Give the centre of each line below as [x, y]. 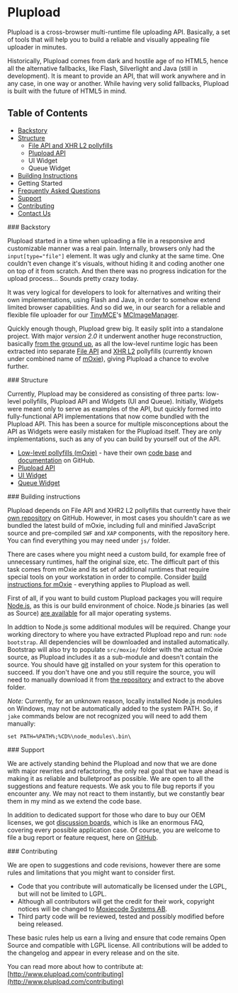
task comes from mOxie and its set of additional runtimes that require [108, 569]
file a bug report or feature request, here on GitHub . [83, 837]
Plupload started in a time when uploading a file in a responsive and [106, 240]
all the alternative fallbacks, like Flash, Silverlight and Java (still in [103, 68]
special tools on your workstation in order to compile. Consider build [107, 577]
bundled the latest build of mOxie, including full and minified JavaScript [112, 525]
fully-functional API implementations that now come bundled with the [108, 416]
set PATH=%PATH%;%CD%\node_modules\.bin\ [69, 736]
